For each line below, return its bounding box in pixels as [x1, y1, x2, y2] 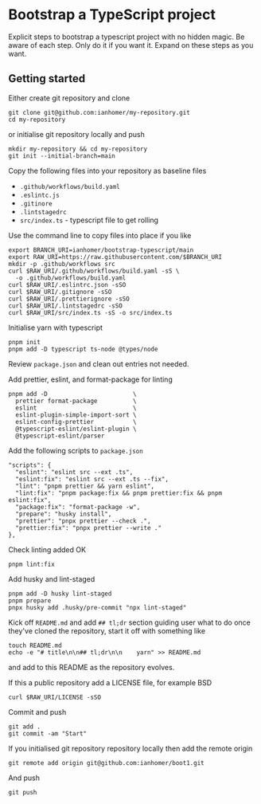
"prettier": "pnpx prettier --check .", [15, 516, 151, 525]
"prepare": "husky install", [15, 510, 112, 518]
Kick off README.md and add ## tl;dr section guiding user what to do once [8, 618, 251, 627]
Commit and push [8, 707, 67, 716]
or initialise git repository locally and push [8, 129, 145, 139]
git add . [8, 723, 41, 731]
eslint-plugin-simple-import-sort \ [15, 410, 137, 419]
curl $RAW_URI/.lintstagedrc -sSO [8, 301, 123, 310]
